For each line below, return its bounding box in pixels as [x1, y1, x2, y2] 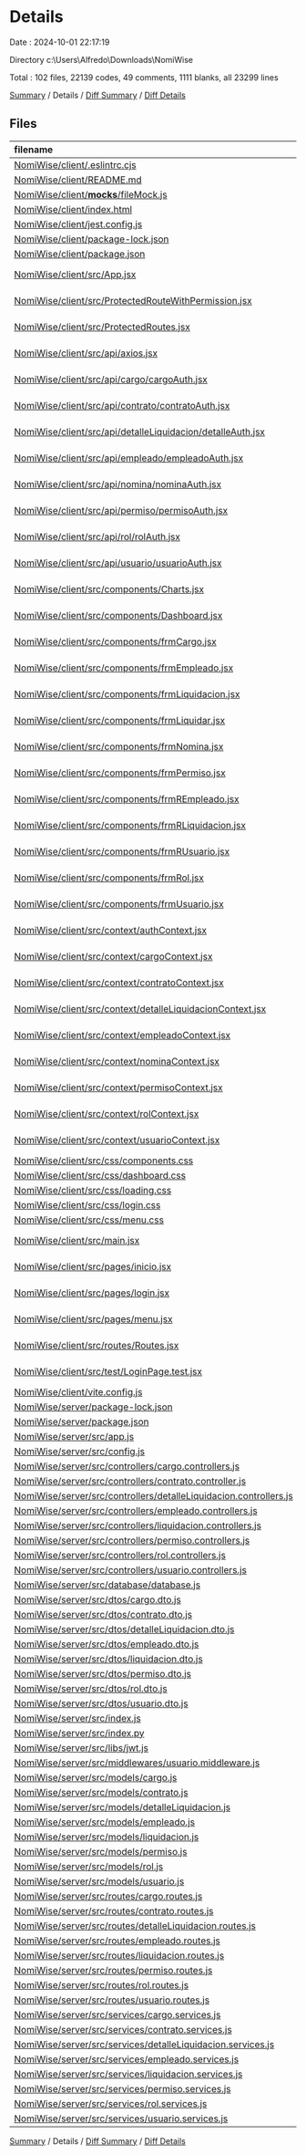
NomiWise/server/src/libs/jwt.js [14, 1741, 148, 1754]
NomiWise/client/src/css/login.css [14, 1198, 161, 1211]
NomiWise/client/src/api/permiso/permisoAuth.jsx [14, 504, 229, 516]
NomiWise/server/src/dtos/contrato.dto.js [14, 1608, 193, 1620]
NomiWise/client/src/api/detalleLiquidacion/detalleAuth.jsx [14, 425, 266, 438]
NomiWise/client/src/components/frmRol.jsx [14, 871, 205, 884]
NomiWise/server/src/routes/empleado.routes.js [14, 1934, 221, 1947]
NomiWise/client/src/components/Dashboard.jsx [14, 609, 223, 621]
